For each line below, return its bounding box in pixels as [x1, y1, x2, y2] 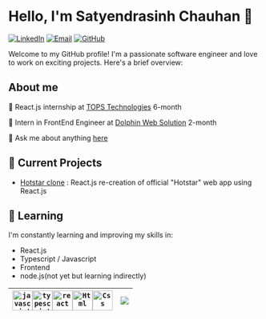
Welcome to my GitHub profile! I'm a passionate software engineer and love [8, 49, 258, 58]
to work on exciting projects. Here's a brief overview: [8, 58, 183, 67]
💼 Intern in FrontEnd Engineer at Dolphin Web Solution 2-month [8, 118, 217, 127]
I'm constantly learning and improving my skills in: [8, 230, 174, 240]
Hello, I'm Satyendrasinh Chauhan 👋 [8, 7, 254, 26]
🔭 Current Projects [8, 156, 103, 170]
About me [8, 81, 58, 94]
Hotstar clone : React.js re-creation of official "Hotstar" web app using [19, 177, 252, 187]
